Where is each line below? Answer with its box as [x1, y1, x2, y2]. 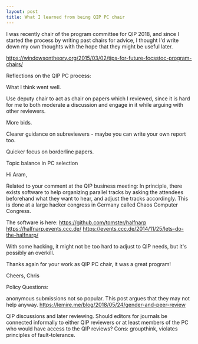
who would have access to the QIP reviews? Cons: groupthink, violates [6, 325, 178, 332]
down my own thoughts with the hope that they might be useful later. [6, 42, 173, 50]
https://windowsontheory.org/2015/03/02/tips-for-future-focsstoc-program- [6, 54, 192, 61]
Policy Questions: [6, 283, 49, 290]
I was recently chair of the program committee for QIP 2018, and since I [6, 30, 180, 37]
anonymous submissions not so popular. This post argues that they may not [6, 294, 190, 302]
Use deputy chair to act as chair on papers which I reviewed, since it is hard [6, 95, 190, 102]
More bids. [6, 119, 32, 126]
